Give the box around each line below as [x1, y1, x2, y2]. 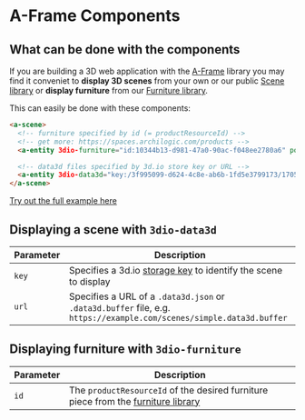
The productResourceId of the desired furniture [68, 384, 269, 396]
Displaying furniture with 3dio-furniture [9, 342, 241, 357]
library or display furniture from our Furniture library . [9, 85, 209, 95]
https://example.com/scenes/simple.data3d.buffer [68, 313, 288, 323]
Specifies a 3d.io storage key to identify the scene [68, 264, 283, 276]
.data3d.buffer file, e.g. [68, 301, 171, 314]
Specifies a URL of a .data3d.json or [68, 290, 225, 303]
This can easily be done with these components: [9, 103, 191, 114]
